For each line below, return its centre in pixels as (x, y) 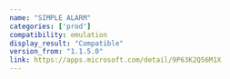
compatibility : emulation (58, 35)
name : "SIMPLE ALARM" (50, 18)
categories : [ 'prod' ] (50, 26)
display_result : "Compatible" (67, 43)
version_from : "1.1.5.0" (56, 52)
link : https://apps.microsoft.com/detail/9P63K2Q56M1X (115, 60)
